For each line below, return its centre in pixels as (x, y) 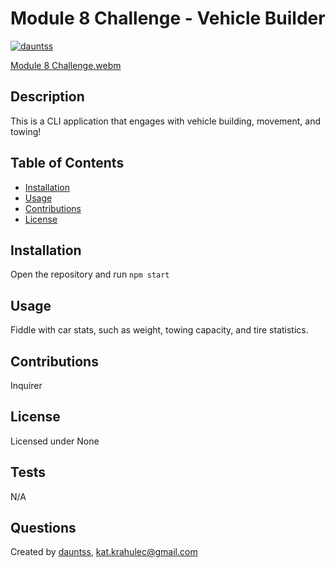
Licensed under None (55, 441)
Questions (43, 528)
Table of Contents (67, 163)
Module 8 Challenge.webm (66, 65)
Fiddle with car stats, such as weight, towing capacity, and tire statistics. (159, 330)
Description (47, 97)
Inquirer (26, 385)
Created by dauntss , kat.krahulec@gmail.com (104, 552)
